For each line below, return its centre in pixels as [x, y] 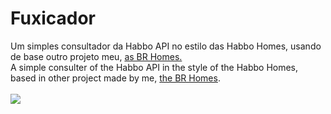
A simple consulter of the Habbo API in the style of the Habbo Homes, [154, 67]
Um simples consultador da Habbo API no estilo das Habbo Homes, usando [166, 46]
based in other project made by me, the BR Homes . [115, 78]
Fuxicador [53, 18]
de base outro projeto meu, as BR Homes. [96, 56]
